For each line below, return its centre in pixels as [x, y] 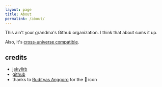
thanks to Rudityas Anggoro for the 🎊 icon [54, 80]
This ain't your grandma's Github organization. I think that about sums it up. [81, 33]
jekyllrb [20, 69]
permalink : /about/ [25, 19]
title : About [18, 14]
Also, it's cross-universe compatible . [42, 42]
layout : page [18, 10]
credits [16, 57]
